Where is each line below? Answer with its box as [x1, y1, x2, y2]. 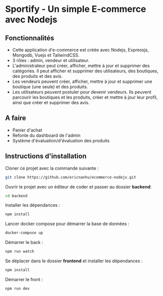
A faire [5, 114, 26, 122]
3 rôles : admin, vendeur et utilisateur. [12, 58, 90, 63]
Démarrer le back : [5, 239, 44, 245]
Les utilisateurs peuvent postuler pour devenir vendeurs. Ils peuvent [12, 89, 152, 95]
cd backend [5, 193, 28, 198]
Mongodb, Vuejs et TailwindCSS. [12, 52, 80, 58]
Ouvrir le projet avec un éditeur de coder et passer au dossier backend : [5, 183, 152, 189]
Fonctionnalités [5, 34, 54, 42]
